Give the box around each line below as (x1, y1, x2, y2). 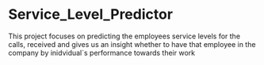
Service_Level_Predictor (8, 5, 173, 23)
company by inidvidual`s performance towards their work (8, 48, 196, 57)
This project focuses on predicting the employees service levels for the (8, 31, 240, 41)
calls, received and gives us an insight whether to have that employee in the (8, 39, 256, 49)
